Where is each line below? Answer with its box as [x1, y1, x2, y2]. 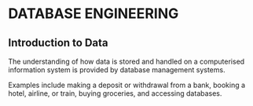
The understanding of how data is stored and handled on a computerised [8, 57, 245, 66]
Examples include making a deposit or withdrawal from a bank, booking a [8, 80, 246, 90]
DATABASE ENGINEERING [8, 5, 179, 23]
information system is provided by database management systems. [8, 65, 225, 75]
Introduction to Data [8, 36, 108, 49]
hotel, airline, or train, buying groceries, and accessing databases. [8, 89, 222, 98]
